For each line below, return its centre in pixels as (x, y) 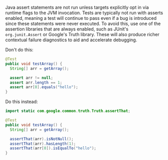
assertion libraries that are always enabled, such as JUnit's (67, 29)
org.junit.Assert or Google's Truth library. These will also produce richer (82, 34)
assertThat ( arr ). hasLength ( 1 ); (43, 144)
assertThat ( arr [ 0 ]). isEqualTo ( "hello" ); (53, 148)
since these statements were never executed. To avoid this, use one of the (83, 23)
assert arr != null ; (31, 78)
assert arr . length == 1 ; (36, 83)
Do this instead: (22, 102)
